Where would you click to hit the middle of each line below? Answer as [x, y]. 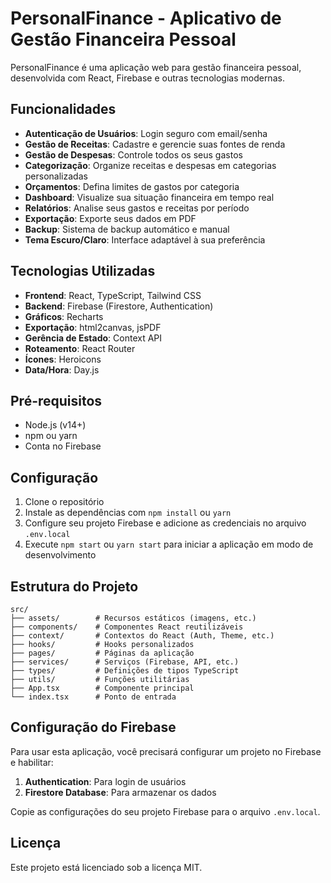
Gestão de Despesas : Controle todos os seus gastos [133, 154]
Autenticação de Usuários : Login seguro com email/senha [146, 133]
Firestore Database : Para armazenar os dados [120, 792]
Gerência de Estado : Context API [93, 338]
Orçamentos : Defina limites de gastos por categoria [132, 186]
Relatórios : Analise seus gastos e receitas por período [137, 208]
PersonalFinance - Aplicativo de [146, 18]
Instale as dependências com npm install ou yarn [128, 513]
